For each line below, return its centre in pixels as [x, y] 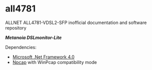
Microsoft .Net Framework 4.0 [43, 57]
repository [16, 27]
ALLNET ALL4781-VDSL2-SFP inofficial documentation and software [76, 22]
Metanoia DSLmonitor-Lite [33, 37]
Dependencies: [21, 47]
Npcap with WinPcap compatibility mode [54, 62]
